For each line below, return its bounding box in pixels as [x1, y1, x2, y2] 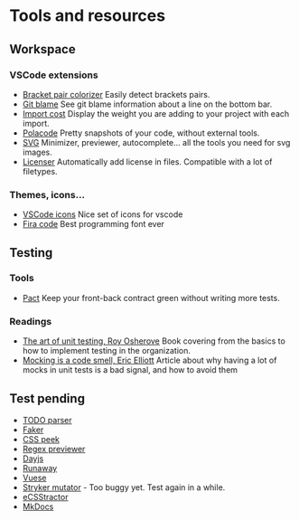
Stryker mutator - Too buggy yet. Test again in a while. [22, 481, 226, 493]
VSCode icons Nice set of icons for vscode [22, 209, 183, 220]
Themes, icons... [9, 188, 86, 201]
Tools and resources [9, 5, 165, 26]
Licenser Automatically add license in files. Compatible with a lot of [22, 156, 273, 167]
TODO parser [22, 414, 72, 425]
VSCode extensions [9, 69, 98, 81]
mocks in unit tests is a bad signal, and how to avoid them [22, 364, 238, 375]
